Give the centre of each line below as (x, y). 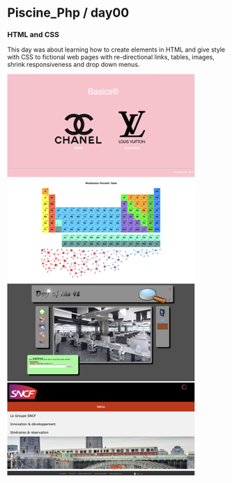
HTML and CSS (33, 35)
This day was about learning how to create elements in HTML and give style (116, 49)
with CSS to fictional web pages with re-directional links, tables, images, (111, 57)
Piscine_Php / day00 (68, 13)
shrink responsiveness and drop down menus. (74, 65)
